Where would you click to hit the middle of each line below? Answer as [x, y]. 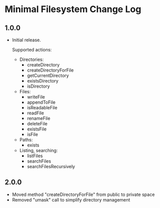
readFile [35, 113]
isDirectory [38, 86]
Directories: [31, 59]
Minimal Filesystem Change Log [73, 9]
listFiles [35, 156]
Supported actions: [32, 50]
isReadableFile [42, 108]
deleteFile [37, 124]
